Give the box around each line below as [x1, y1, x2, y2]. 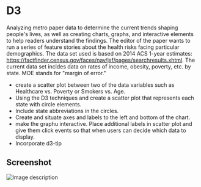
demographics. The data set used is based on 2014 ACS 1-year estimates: [6, 50, 192, 57]
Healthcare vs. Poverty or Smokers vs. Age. [15, 87, 126, 95]
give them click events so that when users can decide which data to [15, 127, 186, 134]
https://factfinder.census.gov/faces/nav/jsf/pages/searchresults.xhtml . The [6, 56, 196, 64]
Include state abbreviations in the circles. [15, 107, 119, 114]
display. [15, 133, 35, 141]
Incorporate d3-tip [15, 139, 62, 147]
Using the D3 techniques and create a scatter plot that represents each [15, 94, 194, 101]
